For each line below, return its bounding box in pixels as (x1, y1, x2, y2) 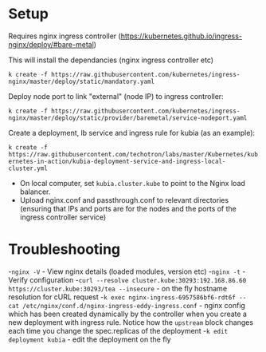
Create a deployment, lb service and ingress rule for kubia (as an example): (8, 128, 256, 137)
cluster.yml (8, 164, 48, 172)
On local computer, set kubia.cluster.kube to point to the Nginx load (19, 178, 245, 188)
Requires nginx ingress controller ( (8, 31, 121, 41)
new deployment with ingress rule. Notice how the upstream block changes (8, 317, 253, 327)
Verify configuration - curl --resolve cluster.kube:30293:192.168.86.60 (8, 275, 247, 284)
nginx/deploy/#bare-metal (8, 39, 94, 49)
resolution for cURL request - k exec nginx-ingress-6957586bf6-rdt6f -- (8, 292, 247, 302)
